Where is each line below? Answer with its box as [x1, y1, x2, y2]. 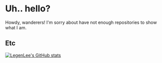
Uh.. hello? [5, 3, 51, 14]
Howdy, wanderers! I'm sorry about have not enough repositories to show [5, 19, 157, 25]
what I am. [5, 24, 26, 30]
